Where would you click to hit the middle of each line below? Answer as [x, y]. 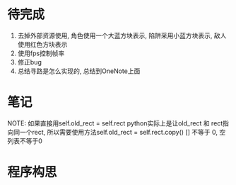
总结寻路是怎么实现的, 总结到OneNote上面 [79, 71]
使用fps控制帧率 [41, 53]
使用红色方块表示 [42, 44]
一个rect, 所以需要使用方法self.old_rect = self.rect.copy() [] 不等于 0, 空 [123, 132]
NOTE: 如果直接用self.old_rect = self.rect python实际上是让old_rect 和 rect [115, 123]
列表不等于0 [25, 141]
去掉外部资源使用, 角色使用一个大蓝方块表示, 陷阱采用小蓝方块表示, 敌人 [122, 35]
